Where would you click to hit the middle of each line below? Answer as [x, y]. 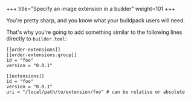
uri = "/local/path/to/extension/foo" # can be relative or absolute [96, 92]
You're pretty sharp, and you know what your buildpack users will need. [96, 20]
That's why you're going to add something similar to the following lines [94, 32]
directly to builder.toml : [37, 38]
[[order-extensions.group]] [42, 55]
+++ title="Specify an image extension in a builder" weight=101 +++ [91, 9]
